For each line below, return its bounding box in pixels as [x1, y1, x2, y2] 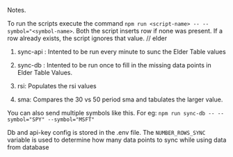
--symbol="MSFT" [47, 116, 95, 123]
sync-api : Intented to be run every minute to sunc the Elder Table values [17, 48, 226, 56]
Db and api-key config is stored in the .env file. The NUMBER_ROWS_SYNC [7, 129, 206, 136]
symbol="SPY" [7, 116, 45, 123]
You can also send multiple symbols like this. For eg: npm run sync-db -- [7, 109, 215, 117]
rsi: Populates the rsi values [17, 82, 97, 90]
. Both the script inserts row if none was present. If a [72, 27, 223, 35]
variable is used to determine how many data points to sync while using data [7, 135, 227, 144]
